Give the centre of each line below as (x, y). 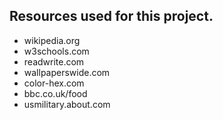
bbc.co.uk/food (55, 93)
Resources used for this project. (111, 16)
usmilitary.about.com (67, 104)
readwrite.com (54, 61)
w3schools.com (56, 51)
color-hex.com (54, 83)
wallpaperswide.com (67, 72)
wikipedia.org (52, 40)
